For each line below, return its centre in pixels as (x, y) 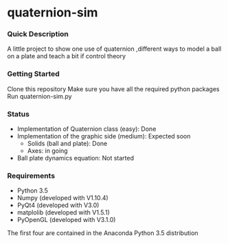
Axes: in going (47, 151)
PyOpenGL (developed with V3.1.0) (66, 220)
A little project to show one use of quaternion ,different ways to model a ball (114, 49)
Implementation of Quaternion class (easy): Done (87, 129)
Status (18, 114)
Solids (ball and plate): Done (67, 144)
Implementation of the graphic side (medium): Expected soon (104, 136)
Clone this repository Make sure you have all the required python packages (113, 89)
